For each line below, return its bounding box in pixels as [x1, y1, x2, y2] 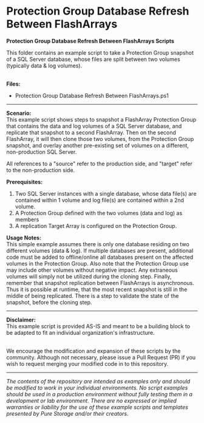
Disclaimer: [6, 316, 36, 323]
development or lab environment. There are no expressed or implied [6, 397, 177, 404]
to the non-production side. [6, 166, 75, 174]
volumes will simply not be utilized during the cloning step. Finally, [6, 272, 172, 280]
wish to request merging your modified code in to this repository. [6, 360, 169, 367]
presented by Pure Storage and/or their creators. [6, 410, 129, 417]
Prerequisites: [6, 178, 43, 185]
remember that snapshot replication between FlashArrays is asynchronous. [6, 279, 194, 286]
